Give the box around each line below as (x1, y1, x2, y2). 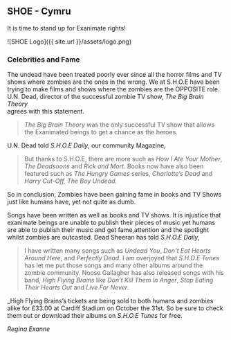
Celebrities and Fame (7, 55, 81, 64)
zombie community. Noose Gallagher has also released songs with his (24, 269, 224, 277)
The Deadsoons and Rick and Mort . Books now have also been (24, 162, 204, 170)
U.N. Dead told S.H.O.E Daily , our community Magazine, (7, 141, 166, 150)
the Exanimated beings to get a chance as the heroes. (24, 128, 178, 136)
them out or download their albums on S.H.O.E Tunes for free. (7, 312, 183, 320)
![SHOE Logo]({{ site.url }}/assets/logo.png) (7, 37, 132, 46)
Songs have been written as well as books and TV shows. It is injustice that (7, 211, 221, 220)
